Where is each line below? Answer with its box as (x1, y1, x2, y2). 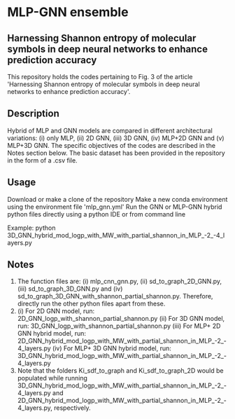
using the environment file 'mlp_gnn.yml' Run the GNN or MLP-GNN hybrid (7, 202, 222, 211)
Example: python (7, 224, 56, 232)
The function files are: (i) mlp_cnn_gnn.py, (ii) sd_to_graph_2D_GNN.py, (17, 277, 222, 286)
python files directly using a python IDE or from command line (7, 209, 186, 218)
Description (7, 108, 59, 120)
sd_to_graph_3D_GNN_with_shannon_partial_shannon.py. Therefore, (17, 292, 213, 301)
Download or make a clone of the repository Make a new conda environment (7, 195, 228, 203)
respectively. (53, 404, 91, 412)
